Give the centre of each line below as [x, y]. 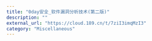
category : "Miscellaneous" [41, 29]
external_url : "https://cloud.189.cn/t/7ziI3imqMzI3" [77, 23]
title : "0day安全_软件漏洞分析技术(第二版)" [58, 12]
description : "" [27, 17]
